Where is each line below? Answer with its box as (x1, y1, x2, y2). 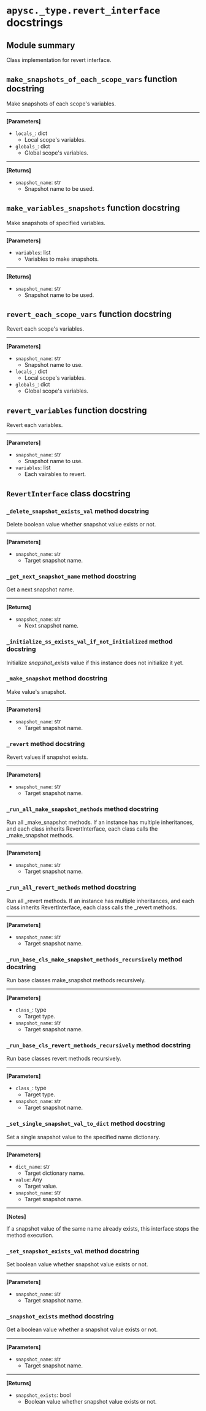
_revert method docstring (6, 739, 85, 748)
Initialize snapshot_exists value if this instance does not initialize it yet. (6, 659, 184, 666)
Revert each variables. (6, 421, 63, 429)
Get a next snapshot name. (6, 586, 75, 593)
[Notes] (6, 1213, 26, 1220)
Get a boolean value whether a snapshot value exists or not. (6, 1326, 158, 1333)
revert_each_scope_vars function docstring (6, 309, 172, 320)
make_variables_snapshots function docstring (6, 203, 180, 213)
